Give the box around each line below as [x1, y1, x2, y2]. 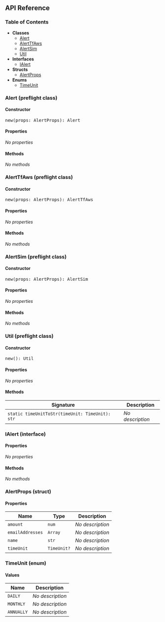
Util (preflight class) [5, 333, 54, 340]
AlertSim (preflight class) [5, 253, 67, 260]
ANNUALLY [7, 609, 28, 615]
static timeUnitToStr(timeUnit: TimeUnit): [7, 411, 111, 416]
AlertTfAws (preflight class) [5, 174, 73, 181]
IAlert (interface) [5, 430, 46, 437]
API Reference [5, 4, 50, 12]
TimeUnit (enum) [5, 560, 47, 567]
